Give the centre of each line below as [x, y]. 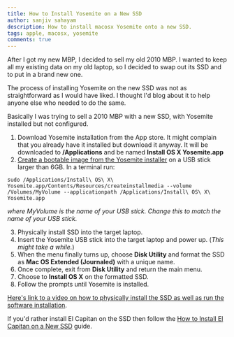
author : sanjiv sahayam [42, 20]
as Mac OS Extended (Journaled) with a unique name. [96, 262]
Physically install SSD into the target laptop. [80, 232]
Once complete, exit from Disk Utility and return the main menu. [110, 269]
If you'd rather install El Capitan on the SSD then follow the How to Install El [115, 319]
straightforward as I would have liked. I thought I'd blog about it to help [109, 96]
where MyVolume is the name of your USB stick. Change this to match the [114, 211]
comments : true [29, 40]
